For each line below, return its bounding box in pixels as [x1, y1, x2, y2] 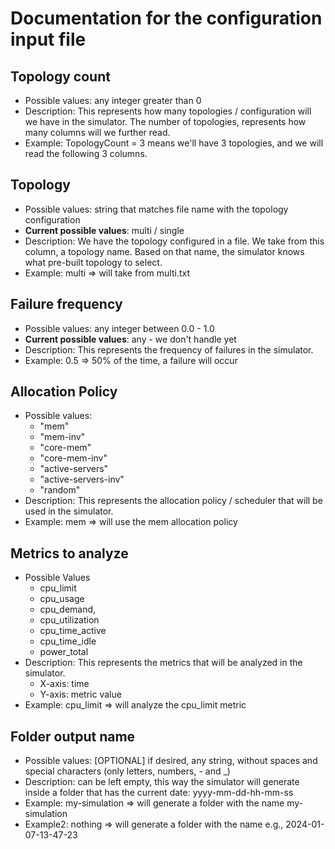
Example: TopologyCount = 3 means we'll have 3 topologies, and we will [24, 137, 324, 149]
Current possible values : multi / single [24, 224, 185, 236]
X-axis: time [39, 678, 90, 690]
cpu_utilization [39, 614, 100, 626]
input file [10, 28, 87, 51]
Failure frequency [10, 296, 123, 313]
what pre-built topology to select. [24, 256, 163, 268]
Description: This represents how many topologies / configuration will [24, 105, 312, 117]
